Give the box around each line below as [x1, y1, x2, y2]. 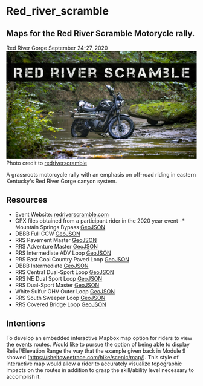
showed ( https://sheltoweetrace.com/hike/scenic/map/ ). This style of [6, 354, 179, 361]
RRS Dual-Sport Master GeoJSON [14, 281, 100, 289]
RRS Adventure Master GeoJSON [14, 243, 98, 250]
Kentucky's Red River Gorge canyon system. [6, 177, 117, 185]
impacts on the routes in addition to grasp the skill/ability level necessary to [6, 367, 195, 374]
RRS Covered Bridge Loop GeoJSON [14, 301, 107, 308]
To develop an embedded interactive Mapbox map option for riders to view [6, 335, 193, 342]
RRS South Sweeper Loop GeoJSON [14, 295, 106, 302]
